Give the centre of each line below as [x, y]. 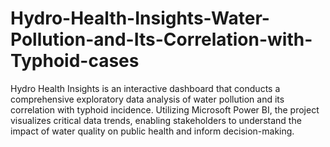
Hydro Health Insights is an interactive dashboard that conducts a [145, 88]
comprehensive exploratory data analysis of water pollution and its [147, 99]
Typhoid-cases [75, 61]
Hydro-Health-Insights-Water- [140, 18]
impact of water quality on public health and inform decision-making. [152, 131]
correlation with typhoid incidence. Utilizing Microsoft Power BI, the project [165, 109]
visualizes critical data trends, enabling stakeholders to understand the [156, 120]
